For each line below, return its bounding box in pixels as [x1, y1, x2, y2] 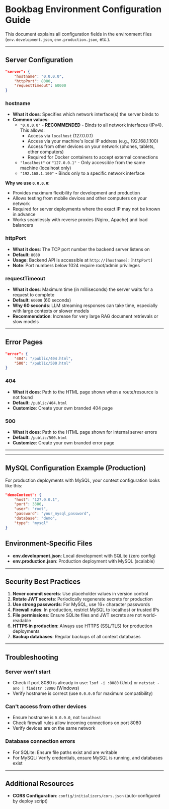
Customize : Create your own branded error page [12, 439, 115, 445]
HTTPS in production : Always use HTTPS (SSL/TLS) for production [12, 623, 152, 629]
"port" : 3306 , [14, 501, 44, 507]
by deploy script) [12, 798, 48, 804]
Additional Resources [5, 779, 74, 788]
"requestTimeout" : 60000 [14, 83, 66, 88]
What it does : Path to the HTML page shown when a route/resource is [12, 389, 158, 395]
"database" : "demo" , [14, 516, 57, 521]
